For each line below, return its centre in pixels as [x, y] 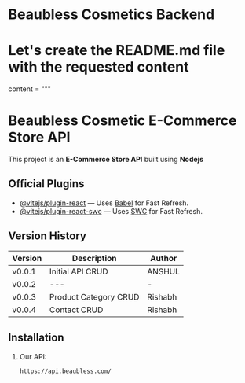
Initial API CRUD [79, 271]
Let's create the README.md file [117, 51]
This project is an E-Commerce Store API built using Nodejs [106, 160]
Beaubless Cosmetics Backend [112, 15]
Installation [36, 338]
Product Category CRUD [95, 296]
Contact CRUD [77, 310]
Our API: [33, 356]
